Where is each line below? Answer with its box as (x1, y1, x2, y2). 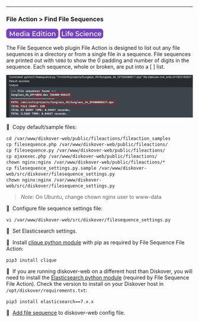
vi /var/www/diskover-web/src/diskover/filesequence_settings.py (6, 217, 171, 223)
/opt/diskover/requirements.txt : (6, 286, 88, 294)
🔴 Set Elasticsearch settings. (6, 227, 77, 234)
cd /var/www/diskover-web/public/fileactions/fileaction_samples (6, 136, 171, 142)
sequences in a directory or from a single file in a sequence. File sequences (6, 51, 191, 58)
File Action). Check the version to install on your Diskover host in (6, 281, 164, 288)
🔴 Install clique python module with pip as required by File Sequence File (6, 239, 185, 246)
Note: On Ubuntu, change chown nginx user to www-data (20, 194, 162, 201)
